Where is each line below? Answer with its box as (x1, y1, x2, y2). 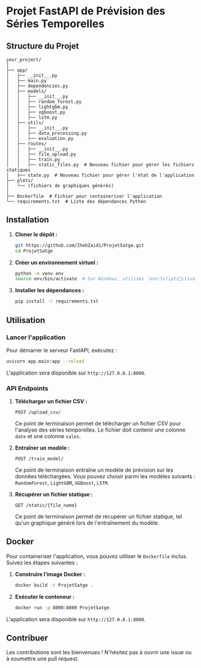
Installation (6, 215, 49, 225)
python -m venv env (14, 270, 64, 277)
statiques (6, 167, 31, 173)
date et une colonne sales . (14, 433, 81, 440)
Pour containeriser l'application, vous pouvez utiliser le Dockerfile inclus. (6, 552, 188, 559)
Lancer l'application (6, 333, 66, 342)
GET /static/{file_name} (14, 502, 77, 508)
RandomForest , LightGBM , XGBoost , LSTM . (14, 479, 109, 487)
